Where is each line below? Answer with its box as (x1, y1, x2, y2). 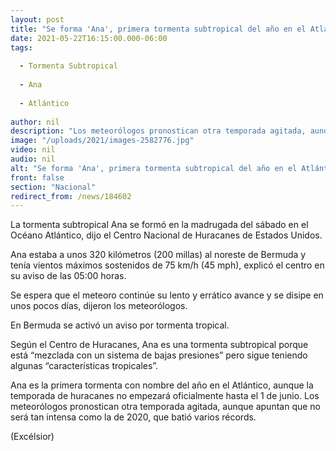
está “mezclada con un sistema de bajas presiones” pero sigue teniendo (10, 349, 308, 361)
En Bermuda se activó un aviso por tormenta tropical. (10, 319, 230, 331)
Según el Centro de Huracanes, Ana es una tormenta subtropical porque (10, 339, 309, 351)
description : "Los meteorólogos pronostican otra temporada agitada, (10, 126, 307, 136)
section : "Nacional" (10, 182, 97, 192)
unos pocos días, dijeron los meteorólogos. (10, 300, 188, 312)
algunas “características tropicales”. (10, 360, 159, 372)
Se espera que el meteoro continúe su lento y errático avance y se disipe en (10, 289, 324, 301)
